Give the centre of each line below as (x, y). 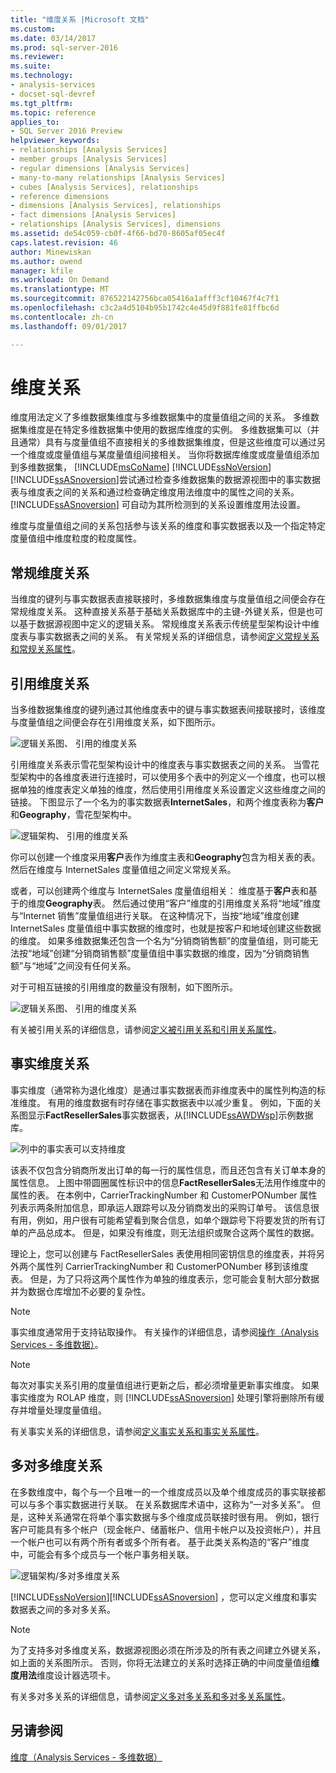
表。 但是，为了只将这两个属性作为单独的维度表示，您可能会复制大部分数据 (165, 1278)
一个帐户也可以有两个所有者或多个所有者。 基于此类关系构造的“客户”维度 (160, 1542)
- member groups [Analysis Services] (89, 159)
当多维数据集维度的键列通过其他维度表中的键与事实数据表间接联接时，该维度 (168, 710)
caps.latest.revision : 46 (64, 242)
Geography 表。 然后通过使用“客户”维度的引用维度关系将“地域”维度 (183, 903)
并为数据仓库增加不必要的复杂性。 (80, 1291)
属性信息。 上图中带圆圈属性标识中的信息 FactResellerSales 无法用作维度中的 (168, 1182)
